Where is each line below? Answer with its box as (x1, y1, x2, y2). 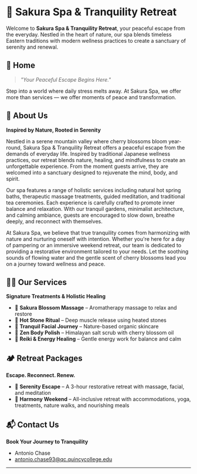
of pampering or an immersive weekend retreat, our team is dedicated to (6, 241, 182, 248)
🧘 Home (6, 60, 35, 70)
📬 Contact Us (6, 419, 60, 429)
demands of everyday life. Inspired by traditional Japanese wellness (6, 150, 171, 157)
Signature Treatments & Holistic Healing (6, 293, 106, 300)
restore (14, 311, 32, 318)
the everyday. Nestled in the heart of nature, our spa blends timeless (6, 31, 172, 38)
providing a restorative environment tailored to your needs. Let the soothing (6, 248, 189, 255)
